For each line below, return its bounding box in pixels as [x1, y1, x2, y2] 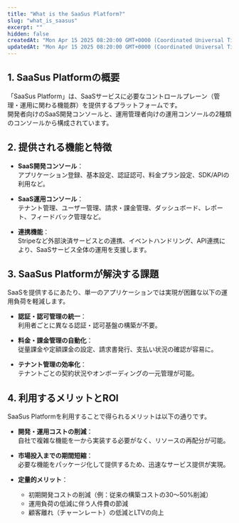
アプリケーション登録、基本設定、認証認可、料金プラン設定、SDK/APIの [17, 170, 230, 179]
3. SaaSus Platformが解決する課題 [7, 268, 159, 280]
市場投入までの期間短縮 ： [17, 451, 93, 460]
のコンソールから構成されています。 [7, 118, 113, 127]
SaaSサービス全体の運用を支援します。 [36, 245, 151, 253]
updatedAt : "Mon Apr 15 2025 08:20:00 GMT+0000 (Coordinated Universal [7, 43, 224, 51]
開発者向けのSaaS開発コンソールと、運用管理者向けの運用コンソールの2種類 [7, 110, 232, 118]
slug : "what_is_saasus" [7, 17, 78, 24]
